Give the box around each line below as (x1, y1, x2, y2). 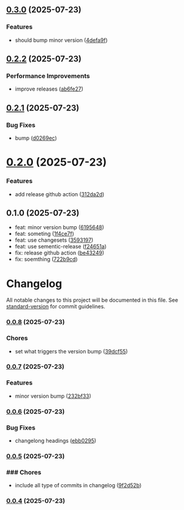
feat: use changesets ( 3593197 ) (14, 236, 94, 244)
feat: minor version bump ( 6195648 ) (14, 224, 104, 231)
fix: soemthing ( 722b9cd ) (14, 256, 78, 263)
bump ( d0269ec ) (14, 134, 57, 142)
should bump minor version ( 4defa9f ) (14, 36, 108, 44)
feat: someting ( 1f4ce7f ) (14, 230, 74, 238)
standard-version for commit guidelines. (6, 303, 105, 310)
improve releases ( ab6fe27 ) (14, 85, 84, 92)
